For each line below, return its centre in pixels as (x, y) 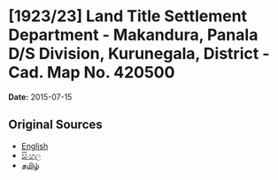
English (35, 146)
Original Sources (55, 125)
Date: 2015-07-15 (40, 97)
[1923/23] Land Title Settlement (128, 16)
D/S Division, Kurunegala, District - (139, 54)
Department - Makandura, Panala (133, 35)
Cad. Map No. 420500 (92, 73)
